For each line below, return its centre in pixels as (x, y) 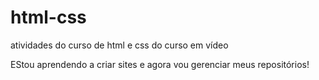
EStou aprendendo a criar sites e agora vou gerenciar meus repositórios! (160, 64)
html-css (48, 17)
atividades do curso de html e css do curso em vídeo (119, 45)
